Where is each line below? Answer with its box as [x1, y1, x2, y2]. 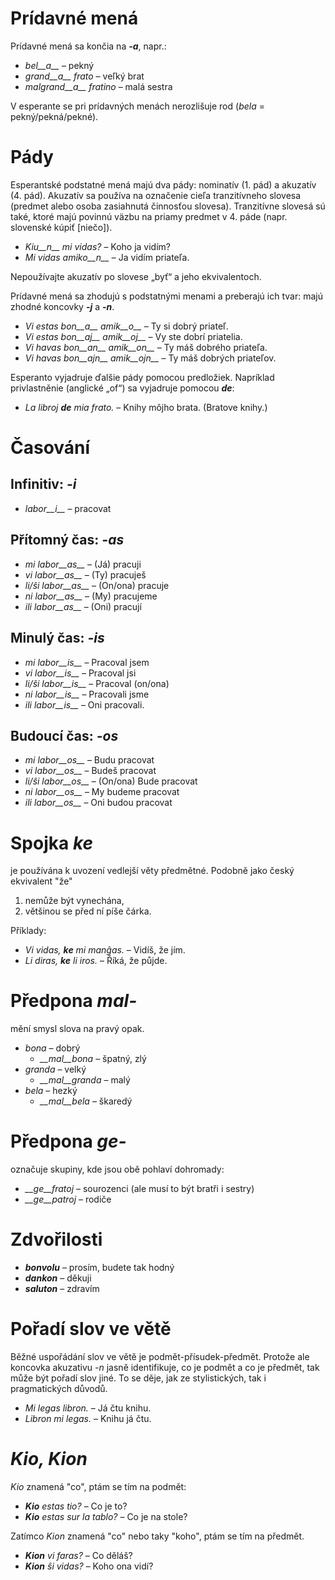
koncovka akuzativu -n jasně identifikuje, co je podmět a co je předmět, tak [10, 1362, 320, 1373]
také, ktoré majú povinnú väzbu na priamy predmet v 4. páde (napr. [10, 210, 288, 222]
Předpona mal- [10, 990, 138, 1012]
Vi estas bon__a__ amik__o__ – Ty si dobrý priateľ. [24, 320, 229, 332]
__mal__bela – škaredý [39, 1095, 133, 1107]
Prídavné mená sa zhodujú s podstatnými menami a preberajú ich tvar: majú [10, 290, 323, 302]
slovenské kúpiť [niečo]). [10, 221, 113, 233]
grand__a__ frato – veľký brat [24, 70, 145, 82]
